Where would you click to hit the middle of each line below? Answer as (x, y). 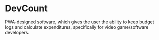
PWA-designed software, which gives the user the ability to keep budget (79, 22)
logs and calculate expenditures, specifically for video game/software (77, 27)
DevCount (27, 9)
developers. (17, 32)
